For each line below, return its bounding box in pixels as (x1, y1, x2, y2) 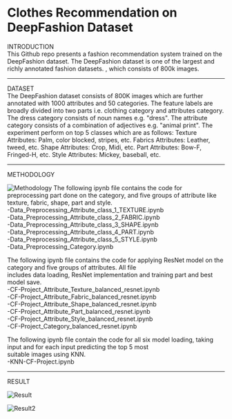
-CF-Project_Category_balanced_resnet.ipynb (7, 322, 137, 330)
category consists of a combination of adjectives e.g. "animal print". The (7, 121, 213, 129)
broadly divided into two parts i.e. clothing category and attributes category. (7, 106, 224, 115)
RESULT (7, 377, 30, 385)
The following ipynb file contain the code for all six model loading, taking (7, 335, 214, 344)
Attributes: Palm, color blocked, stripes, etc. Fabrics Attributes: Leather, (7, 136, 211, 144)
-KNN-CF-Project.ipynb (7, 357, 75, 366)
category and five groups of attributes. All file (7, 263, 137, 271)
